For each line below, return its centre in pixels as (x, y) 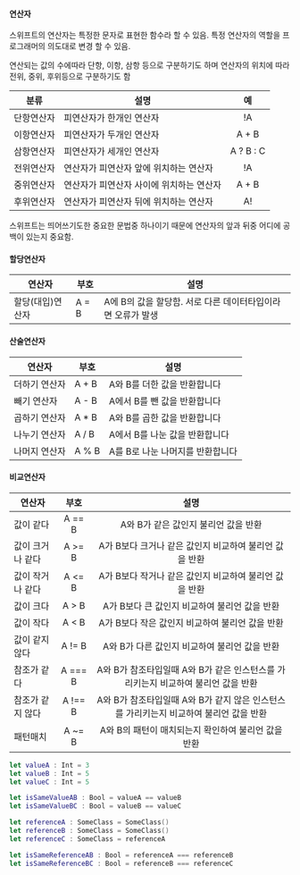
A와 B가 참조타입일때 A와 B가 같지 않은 (174, 700)
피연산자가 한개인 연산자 (112, 118)
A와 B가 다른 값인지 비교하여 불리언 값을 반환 (191, 646)
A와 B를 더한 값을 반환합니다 (165, 384)
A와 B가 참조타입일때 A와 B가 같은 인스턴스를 (186, 669)
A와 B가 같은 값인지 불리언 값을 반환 (191, 525)
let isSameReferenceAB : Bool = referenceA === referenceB (121, 855)
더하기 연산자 (40, 384)
